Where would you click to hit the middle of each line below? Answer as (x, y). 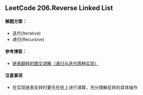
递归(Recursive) (28, 39)
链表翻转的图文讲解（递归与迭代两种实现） (55, 63)
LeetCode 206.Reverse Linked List (59, 8)
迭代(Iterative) (26, 33)
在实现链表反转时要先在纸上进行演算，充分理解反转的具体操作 (75, 87)
